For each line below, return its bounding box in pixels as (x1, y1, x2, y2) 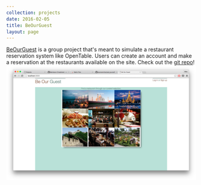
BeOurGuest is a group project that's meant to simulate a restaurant (6, 46, 174, 53)
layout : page (6, 29, 39, 35)
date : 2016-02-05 (6, 16, 50, 22)
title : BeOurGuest (6, 22, 52, 28)
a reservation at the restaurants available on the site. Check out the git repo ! (6, 59, 195, 66)
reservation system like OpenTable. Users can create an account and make (6, 52, 193, 59)
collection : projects (6, 10, 61, 16)
